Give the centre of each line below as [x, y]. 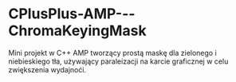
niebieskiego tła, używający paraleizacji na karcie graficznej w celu [118, 61]
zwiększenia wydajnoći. [47, 69]
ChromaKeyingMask [77, 31]
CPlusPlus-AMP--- [72, 14]
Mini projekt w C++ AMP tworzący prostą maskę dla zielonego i [112, 53]
